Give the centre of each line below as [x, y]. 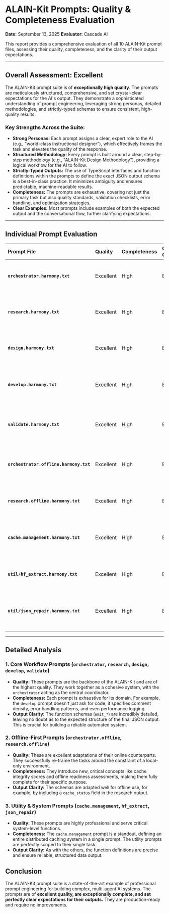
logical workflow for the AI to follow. [50, 165]
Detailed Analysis [33, 650]
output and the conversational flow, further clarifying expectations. [81, 214]
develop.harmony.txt [32, 384]
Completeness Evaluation [60, 20]
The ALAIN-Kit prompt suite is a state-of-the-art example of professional [80, 883]
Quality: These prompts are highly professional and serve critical [80, 823]
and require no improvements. [36, 905]
